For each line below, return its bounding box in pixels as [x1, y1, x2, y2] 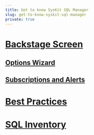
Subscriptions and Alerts [5, 76, 85, 84]
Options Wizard [5, 58, 55, 67]
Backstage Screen [5, 38, 83, 50]
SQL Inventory [5, 119, 66, 130]
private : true [5, 17, 35, 22]
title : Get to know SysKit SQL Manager [5, 7, 89, 13]
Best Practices [5, 96, 67, 107]
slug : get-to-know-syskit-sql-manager [5, 12, 86, 17]
